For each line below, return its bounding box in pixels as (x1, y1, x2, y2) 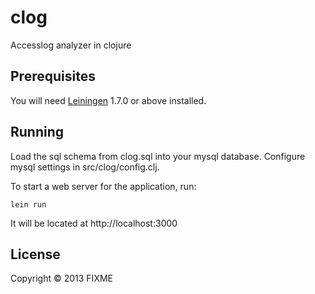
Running (10, 124, 65, 141)
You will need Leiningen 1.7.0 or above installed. (10, 94, 207, 106)
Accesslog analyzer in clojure (10, 39, 132, 51)
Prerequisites (10, 68, 96, 85)
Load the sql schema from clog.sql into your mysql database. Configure (10, 150, 306, 162)
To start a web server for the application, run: (10, 180, 197, 192)
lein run (10, 199, 47, 210)
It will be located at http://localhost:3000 (10, 217, 178, 229)
